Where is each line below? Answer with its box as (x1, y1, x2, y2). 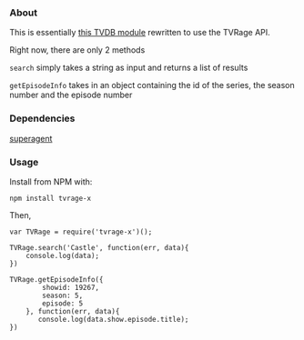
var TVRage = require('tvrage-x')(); (9, 227, 153, 236)
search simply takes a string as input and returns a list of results (9, 62, 248, 74)
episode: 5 (42, 298, 84, 308)
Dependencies (9, 112, 76, 125)
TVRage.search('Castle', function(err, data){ (9, 243, 189, 252)
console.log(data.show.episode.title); (37, 315, 189, 324)
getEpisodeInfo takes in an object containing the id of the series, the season (9, 80, 296, 91)
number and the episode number (9, 89, 133, 101)
